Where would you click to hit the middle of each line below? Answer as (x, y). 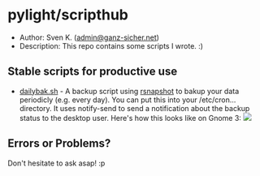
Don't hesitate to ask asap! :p (56, 163)
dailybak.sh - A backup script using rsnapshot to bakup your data (129, 91)
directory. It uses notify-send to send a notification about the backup (134, 108)
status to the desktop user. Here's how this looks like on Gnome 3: (130, 118)
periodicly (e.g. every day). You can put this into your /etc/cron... (128, 100)
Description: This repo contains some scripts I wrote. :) (111, 45)
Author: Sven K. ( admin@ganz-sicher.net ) (89, 37)
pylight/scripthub (68, 15)
